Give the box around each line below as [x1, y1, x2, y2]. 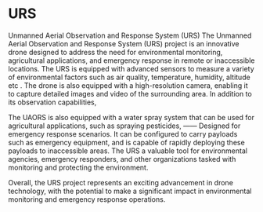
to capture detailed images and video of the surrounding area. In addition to [8, 89, 252, 98]
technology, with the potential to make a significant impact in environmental [8, 186, 252, 196]
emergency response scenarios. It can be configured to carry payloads [8, 129, 238, 138]
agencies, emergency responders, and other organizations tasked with [8, 154, 236, 163]
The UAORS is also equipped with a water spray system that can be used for [8, 112, 254, 122]
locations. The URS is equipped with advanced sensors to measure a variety [8, 64, 254, 73]
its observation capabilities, [8, 97, 97, 107]
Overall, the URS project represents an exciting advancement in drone [8, 177, 233, 187]
